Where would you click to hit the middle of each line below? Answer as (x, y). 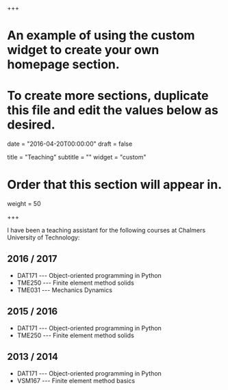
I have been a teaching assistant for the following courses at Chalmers (106, 231)
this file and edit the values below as (113, 110)
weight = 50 (24, 204)
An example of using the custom (101, 36)
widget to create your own (83, 50)
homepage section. (63, 65)
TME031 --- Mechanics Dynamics (65, 290)
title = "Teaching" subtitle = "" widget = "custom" (77, 157)
